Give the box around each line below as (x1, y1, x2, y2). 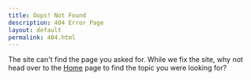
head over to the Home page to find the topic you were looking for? (8, 64, 227, 73)
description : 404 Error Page (8, 19, 104, 27)
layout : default (8, 26, 62, 34)
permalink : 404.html (8, 33, 77, 42)
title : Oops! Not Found (8, 11, 87, 20)
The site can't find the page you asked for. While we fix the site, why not (8, 55, 243, 64)
